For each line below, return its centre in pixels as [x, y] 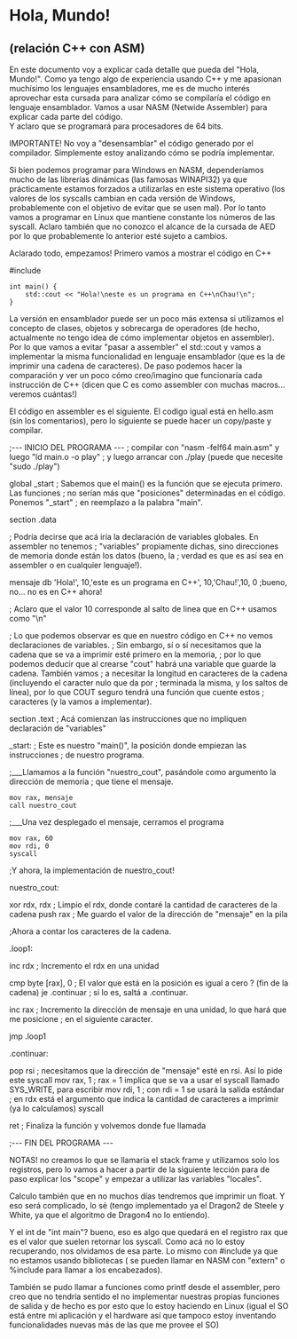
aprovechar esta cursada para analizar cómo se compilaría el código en [140, 98]
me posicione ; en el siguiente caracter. [81, 1019]
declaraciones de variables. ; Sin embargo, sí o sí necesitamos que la [135, 645]
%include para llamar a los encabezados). [86, 1270]
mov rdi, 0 [29, 846]
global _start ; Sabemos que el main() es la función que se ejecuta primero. [146, 483]
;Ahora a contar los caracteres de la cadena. [90, 931]
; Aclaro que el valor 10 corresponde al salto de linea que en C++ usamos [143, 609]
